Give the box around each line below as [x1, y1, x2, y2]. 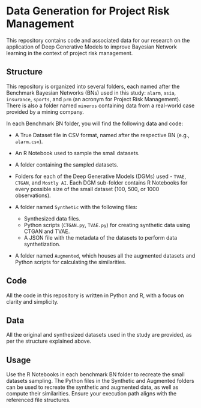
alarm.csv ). [14, 138, 43, 145]
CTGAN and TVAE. [23, 228, 70, 235]
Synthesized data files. [23, 214, 81, 222]
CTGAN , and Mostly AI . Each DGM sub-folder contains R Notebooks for [14, 179, 188, 186]
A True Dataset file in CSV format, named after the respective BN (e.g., [14, 131, 190, 138]
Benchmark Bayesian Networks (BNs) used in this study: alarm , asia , [6, 89, 176, 96]
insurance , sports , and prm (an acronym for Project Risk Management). [6, 95, 181, 102]
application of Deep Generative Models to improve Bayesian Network [6, 43, 177, 50]
